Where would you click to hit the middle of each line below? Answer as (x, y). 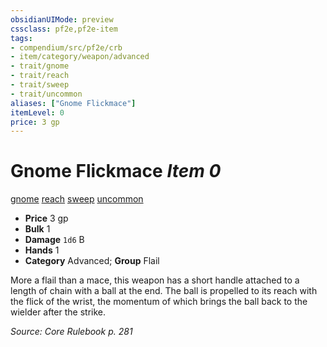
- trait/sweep (40, 85)
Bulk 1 (37, 229)
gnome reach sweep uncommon (77, 199)
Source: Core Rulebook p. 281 (71, 332)
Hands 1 (42, 250)
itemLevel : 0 (37, 112)
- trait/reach (40, 76)
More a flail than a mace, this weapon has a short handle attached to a (155, 280)
